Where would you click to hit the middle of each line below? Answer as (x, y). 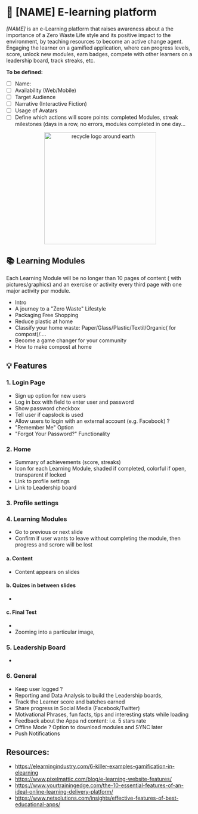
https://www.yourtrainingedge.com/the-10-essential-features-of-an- (99, 785)
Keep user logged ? (39, 689)
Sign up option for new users (50, 395)
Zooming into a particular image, (55, 632)
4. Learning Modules (37, 519)
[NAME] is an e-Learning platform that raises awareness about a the (90, 29)
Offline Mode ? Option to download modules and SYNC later (89, 727)
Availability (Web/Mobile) (45, 90)
